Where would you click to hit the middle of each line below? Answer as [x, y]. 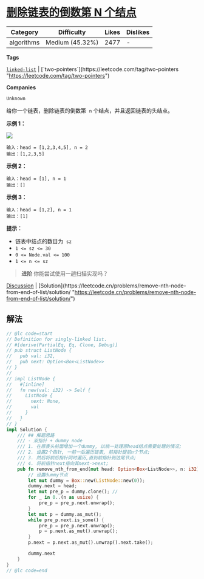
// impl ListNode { [31, 379]
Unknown [16, 98]
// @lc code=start [29, 334]
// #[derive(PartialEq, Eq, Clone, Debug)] [62, 345]
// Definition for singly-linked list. [57, 339]
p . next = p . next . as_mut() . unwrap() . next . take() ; [91, 543]
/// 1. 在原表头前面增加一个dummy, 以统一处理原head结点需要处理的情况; [100, 447]
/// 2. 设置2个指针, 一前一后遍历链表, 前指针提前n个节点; [84, 452]
